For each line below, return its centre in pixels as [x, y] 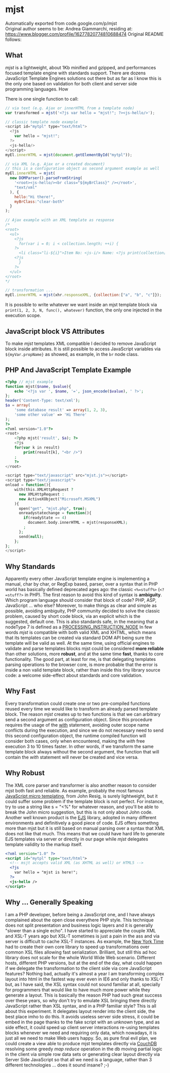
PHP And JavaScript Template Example [68, 370]
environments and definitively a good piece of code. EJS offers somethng [82, 823]
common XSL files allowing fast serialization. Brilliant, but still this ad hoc [81, 952]
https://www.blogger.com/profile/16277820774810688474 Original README [84, 34]
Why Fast [20, 691]
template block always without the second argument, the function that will [82, 751]
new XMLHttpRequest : [41, 494]
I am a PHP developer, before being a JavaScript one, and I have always [80, 914]
